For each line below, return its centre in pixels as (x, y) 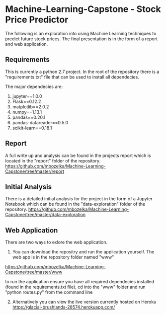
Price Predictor (37, 20)
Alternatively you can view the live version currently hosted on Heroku (84, 302)
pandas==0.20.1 (29, 117)
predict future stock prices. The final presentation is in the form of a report (82, 39)
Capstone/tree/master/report (35, 171)
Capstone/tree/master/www (34, 272)
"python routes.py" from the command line (49, 292)
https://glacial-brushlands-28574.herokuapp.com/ (64, 307)
